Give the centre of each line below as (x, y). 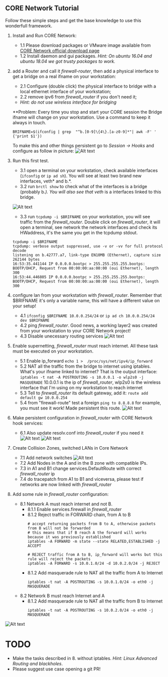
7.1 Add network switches (46, 458)
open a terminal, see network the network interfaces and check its (89, 227)
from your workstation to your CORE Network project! (75, 330)
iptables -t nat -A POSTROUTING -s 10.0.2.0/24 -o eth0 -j (91, 610)
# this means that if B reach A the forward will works (87, 533)
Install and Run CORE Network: (44, 35)
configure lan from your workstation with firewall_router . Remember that (87, 295)
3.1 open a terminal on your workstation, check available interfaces (89, 170)
